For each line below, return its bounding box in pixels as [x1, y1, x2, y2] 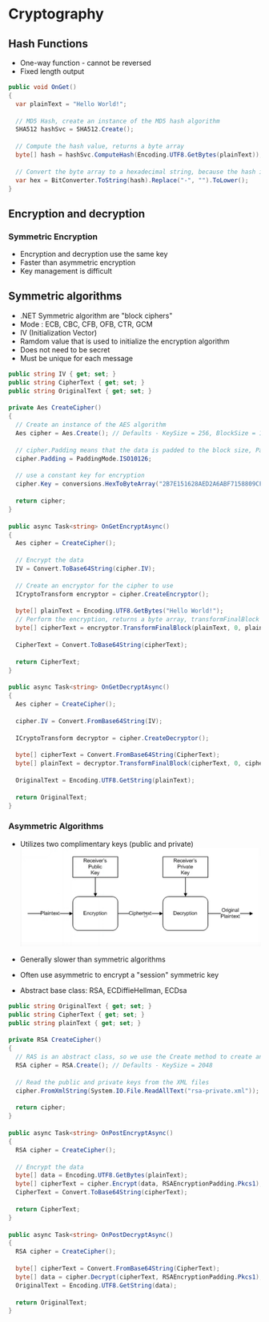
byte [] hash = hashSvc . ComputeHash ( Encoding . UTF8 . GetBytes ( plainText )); [15, 151, 263, 159]
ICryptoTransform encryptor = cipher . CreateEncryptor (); [15, 590, 210, 598]
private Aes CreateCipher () [8, 404, 102, 412]
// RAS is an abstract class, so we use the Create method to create [15, 1053, 252, 1061]
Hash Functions [8, 37, 88, 51]
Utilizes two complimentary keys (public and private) [19, 839, 194, 848]
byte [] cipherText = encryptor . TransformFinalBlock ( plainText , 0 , [15, 624, 242, 633]
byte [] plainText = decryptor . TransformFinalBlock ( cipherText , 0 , [15, 759, 242, 767]
